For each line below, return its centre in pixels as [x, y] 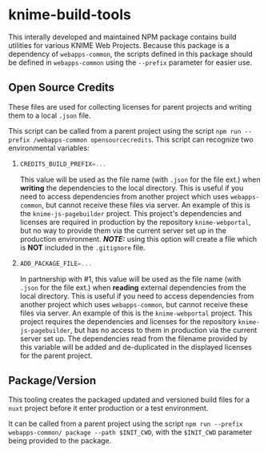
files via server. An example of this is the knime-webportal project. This [136, 313]
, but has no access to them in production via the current [164, 330]
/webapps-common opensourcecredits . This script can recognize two [143, 139]
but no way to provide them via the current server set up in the [123, 231]
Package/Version [52, 381]
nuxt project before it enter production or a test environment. [108, 408]
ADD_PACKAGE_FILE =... [56, 263]
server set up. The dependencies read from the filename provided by [134, 339]
